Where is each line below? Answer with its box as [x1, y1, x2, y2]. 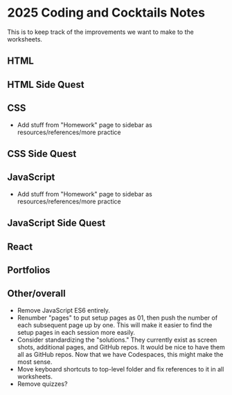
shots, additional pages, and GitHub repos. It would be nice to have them [17, 342, 225, 351]
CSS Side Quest [7, 147, 77, 160]
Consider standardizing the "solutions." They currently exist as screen [17, 336, 217, 344]
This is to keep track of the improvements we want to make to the [7, 28, 194, 36]
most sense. [17, 358, 53, 366]
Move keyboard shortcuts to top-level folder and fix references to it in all [17, 365, 224, 373]
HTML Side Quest [7, 78, 84, 91]
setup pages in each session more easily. [17, 328, 136, 336]
